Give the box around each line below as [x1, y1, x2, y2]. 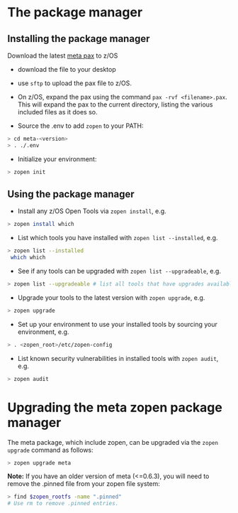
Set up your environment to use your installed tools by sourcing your [17, 320, 218, 328]
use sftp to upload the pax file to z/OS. [17, 79, 132, 87]
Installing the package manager [7, 33, 150, 45]
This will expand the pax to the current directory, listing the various [17, 100, 213, 109]
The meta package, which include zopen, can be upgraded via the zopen [7, 438, 218, 446]
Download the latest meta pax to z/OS [7, 51, 118, 60]
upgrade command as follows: [7, 445, 93, 454]
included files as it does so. [17, 108, 98, 116]
